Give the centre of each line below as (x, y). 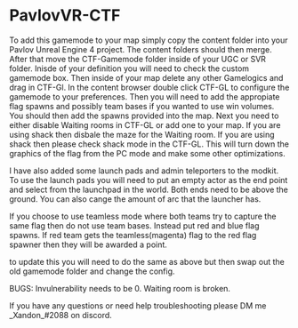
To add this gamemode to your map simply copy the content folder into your (149, 40)
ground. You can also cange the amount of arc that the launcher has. (135, 199)
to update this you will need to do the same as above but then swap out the (147, 261)
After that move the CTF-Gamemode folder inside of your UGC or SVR (138, 59)
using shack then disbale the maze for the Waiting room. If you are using (142, 134)
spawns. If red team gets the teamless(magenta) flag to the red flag (133, 235)
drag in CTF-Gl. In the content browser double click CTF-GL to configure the (149, 87)
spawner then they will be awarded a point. (88, 244)
